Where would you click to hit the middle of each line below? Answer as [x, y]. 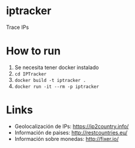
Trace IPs [18, 27]
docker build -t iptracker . [50, 80]
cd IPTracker [31, 74]
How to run [33, 51]
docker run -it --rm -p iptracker [57, 87]
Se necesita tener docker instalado [57, 67]
